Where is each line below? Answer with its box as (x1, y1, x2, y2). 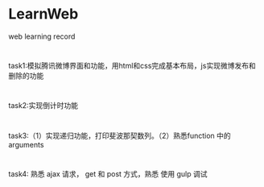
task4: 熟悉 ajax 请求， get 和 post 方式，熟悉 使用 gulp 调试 (8, 168, 208, 178)
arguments (8, 139, 44, 149)
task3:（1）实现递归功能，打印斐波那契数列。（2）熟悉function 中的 (8, 131, 231, 140)
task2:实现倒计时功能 (8, 101, 79, 110)
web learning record (8, 31, 76, 41)
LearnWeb (8, 5, 79, 23)
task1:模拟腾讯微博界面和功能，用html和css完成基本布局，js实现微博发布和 (8, 61, 256, 71)
